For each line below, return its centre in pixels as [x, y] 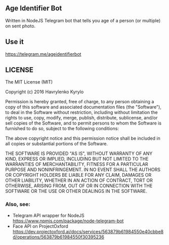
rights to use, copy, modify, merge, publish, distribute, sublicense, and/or [81, 118]
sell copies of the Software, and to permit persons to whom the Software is [83, 123]
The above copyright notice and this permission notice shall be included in [83, 138]
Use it [14, 42]
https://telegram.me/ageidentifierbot [43, 54]
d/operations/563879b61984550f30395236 [58, 237]
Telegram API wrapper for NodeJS [48, 215]
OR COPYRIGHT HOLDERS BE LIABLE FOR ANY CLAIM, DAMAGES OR [78, 175]
